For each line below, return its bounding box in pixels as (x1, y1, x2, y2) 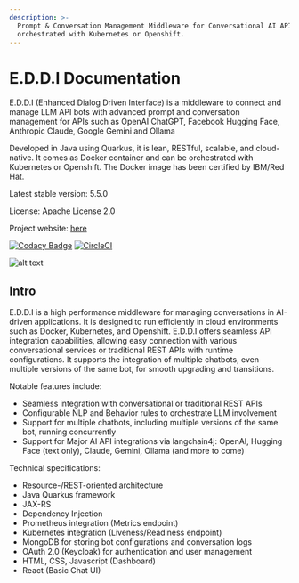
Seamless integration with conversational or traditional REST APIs (21, 398, 263, 409)
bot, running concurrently (21, 426, 117, 437)
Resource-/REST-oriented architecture (21, 480, 164, 490)
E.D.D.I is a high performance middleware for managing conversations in (9, 307, 274, 318)
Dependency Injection (21, 508, 103, 519)
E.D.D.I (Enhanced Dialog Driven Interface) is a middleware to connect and (9, 97, 282, 108)
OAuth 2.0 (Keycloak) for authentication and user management (21, 547, 253, 557)
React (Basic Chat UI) (21, 565, 101, 576)
